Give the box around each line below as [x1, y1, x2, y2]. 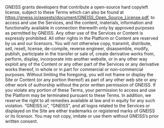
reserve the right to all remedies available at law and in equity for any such [5, 98, 155, 103]
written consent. [5, 118, 38, 124]
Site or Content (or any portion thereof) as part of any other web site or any [5, 77, 157, 83]
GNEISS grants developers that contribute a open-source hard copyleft [5, 4, 148, 10]
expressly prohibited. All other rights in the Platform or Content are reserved [5, 35, 158, 41]
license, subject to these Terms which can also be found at [5, 9, 124, 15]
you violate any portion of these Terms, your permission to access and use [5, 87, 156, 93]
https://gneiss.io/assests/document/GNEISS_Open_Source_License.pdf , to [5, 15, 155, 20]
